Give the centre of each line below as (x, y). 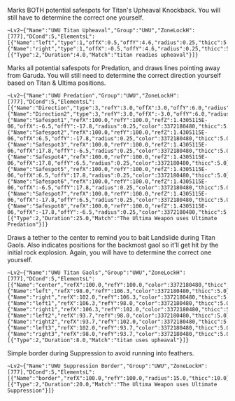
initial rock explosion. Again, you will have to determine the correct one (109, 252)
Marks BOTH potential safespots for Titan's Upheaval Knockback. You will (114, 10)
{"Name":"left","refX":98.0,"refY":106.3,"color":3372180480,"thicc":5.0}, (120, 291)
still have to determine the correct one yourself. (76, 18)
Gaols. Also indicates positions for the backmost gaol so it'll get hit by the (113, 245)
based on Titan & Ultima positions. (57, 83)
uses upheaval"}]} (162, 340)
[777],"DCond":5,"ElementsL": (51, 279)
